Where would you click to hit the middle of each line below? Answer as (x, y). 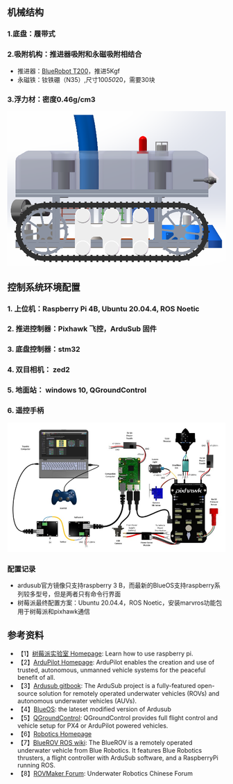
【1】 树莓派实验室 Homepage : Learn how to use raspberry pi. (105, 653)
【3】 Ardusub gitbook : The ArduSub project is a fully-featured (106, 685)
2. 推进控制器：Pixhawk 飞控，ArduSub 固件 (82, 329)
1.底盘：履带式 (31, 34)
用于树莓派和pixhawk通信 (53, 611)
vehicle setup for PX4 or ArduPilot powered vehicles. (93, 726)
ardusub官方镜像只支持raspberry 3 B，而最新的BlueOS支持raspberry (116, 585)
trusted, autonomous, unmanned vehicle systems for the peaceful (111, 670)
